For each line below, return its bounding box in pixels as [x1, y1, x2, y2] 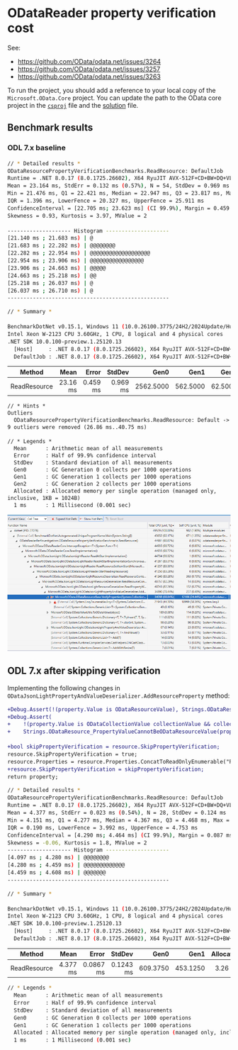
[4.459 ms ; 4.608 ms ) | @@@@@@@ [7, 869, 106, 876]
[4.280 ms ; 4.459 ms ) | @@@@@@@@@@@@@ [7, 861, 125, 869]
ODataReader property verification [7, 5, 216, 21]
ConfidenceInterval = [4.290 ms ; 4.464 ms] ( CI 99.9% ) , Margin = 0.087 [7, 832, 223, 839]
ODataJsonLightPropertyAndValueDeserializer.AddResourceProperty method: [7, 691, 230, 700]
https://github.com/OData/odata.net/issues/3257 [17, 65, 161, 73]
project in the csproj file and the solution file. [7, 101, 139, 109]
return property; [7, 773, 59, 781]
